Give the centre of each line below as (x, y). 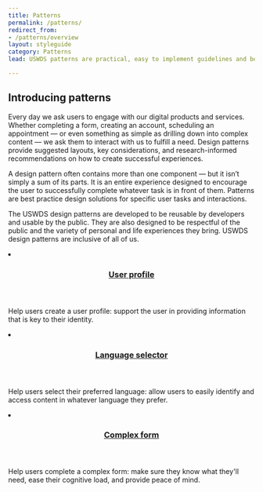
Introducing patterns (59, 98)
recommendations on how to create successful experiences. (106, 159)
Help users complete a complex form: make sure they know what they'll (124, 472)
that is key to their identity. (51, 319)
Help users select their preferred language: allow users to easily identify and (131, 391)
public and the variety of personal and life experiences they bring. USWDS (128, 230)
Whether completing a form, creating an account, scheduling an (111, 125)
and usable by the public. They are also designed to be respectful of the (124, 222)
